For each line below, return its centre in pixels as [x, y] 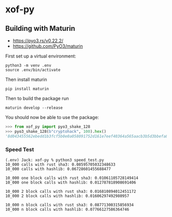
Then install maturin [26, 80]
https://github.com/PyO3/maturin [48, 46]
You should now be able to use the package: [52, 117]
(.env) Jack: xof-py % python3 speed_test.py [55, 160]
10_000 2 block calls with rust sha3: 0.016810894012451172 [71, 191]
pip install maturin [27, 89]
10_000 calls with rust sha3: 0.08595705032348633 [60, 164]
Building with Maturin [40, 28]
